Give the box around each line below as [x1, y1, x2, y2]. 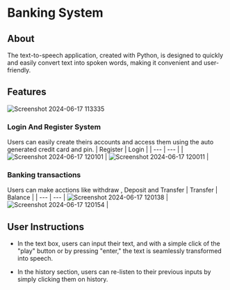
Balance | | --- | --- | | [7, 193, 169, 201]
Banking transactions [7, 170, 81, 180]
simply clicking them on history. [17, 275, 108, 284]
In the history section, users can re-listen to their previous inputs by [17, 268, 211, 276]
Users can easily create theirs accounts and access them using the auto [7, 138, 214, 146]
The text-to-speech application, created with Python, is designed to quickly [7, 51, 224, 59]
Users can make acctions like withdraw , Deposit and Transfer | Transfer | [7, 186, 217, 194]
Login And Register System [7, 122, 101, 132]
